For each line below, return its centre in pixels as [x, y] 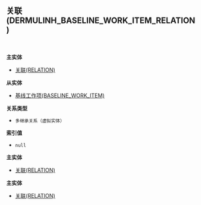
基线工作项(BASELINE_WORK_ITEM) [60, 95]
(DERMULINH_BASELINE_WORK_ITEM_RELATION [101, 21]
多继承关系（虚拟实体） [40, 121]
